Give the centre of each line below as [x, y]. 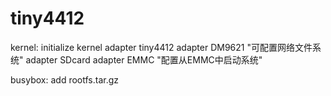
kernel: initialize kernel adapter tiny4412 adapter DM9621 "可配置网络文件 [161, 47]
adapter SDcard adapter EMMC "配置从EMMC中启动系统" [144, 59]
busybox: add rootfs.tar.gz [64, 79]
